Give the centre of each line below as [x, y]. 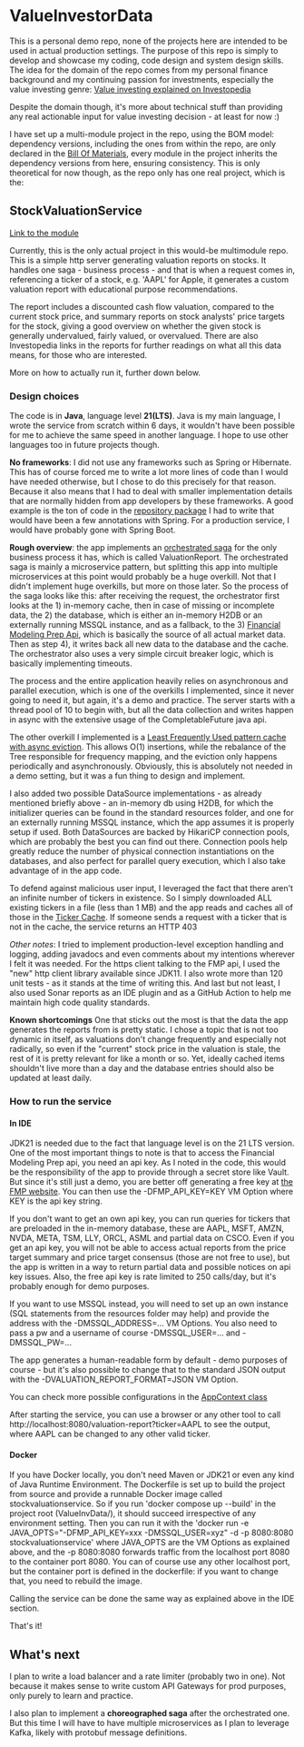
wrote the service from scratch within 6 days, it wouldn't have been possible [152, 426]
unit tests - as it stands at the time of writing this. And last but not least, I [145, 983]
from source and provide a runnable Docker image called [116, 1494]
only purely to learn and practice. [71, 1696]
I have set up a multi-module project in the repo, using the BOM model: [142, 134]
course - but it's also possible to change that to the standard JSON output [147, 1370]
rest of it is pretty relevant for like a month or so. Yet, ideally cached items [147, 1058]
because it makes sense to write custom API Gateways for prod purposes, [148, 1686]
